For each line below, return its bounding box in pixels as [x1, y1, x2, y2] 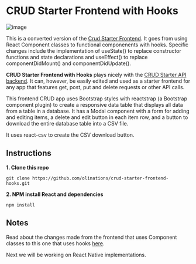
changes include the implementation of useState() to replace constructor [6, 47, 181, 54]
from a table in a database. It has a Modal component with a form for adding [6, 107, 190, 114]
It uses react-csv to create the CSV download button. [6, 131, 135, 138]
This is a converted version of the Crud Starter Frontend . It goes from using [6, 35, 188, 42]
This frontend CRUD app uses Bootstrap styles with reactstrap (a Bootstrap [6, 95, 188, 102]
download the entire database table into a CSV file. [6, 120, 129, 127]
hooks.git [6, 180, 30, 186]
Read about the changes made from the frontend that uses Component [6, 233, 177, 241]
